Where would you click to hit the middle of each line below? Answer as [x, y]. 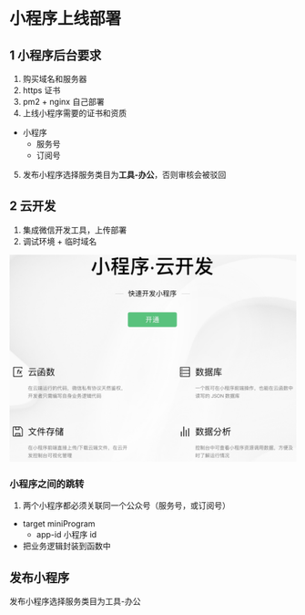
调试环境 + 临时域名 [60, 241]
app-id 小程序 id [66, 535]
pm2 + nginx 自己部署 [63, 102]
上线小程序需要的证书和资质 [75, 113]
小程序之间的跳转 [47, 484]
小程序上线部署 [66, 19]
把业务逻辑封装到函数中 [66, 546]
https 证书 [41, 90]
